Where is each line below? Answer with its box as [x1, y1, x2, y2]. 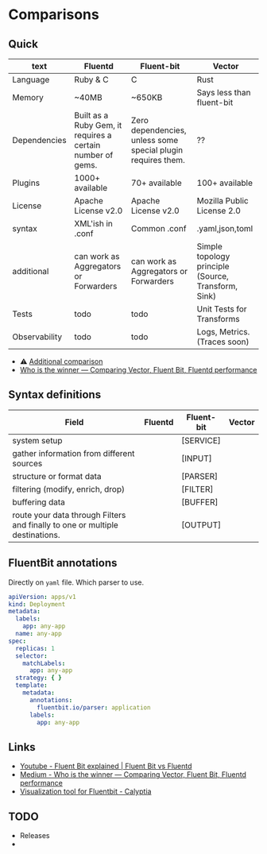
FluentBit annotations [8, 556, 118, 570]
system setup [12, 435, 63, 446]
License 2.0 [196, 205, 241, 216]
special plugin [130, 145, 184, 156]
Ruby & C [74, 74, 109, 85]
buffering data [12, 497, 66, 508]
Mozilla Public [196, 195, 249, 206]
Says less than [196, 87, 251, 98]
